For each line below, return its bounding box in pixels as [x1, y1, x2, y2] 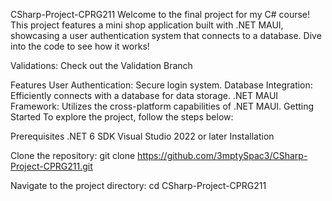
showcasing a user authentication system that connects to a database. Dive [10, 30, 322, 41]
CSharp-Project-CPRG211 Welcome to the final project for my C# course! [10, 9, 311, 20]
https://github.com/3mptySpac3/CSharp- [137, 150, 308, 161]
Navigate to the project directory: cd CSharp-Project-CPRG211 [10, 180, 267, 191]
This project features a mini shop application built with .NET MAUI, [10, 19, 284, 31]
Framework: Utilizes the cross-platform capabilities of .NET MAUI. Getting [10, 100, 315, 112]
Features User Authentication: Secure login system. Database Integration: [10, 79, 313, 91]
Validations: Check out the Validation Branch [10, 60, 193, 71]
